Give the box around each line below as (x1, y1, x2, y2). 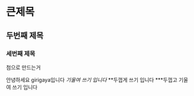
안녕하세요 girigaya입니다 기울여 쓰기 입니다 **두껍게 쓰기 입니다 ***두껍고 (6, 76, 178, 83)
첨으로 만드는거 (6, 64, 41, 71)
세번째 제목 (6, 49, 36, 57)
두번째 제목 (6, 30, 44, 40)
